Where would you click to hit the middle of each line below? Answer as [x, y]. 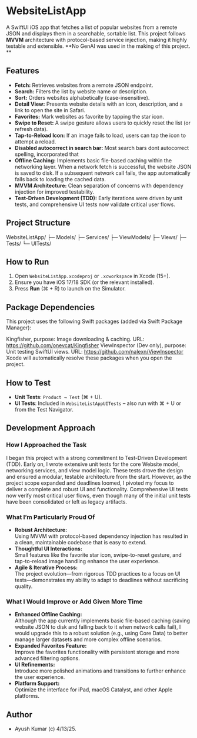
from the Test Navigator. [44, 409]
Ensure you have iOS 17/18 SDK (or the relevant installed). [84, 282]
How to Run [28, 262]
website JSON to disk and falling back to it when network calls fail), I [98, 627]
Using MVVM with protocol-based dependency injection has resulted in [101, 536]
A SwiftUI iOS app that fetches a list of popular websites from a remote [92, 27]
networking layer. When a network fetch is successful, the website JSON [103, 166]
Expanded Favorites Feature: [51, 646]
